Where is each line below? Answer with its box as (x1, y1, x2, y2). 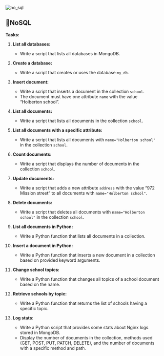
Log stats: (12, 315, 34, 321)
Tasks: (5, 32, 20, 38)
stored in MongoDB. (20, 330, 61, 335)
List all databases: (12, 41, 51, 47)
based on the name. (20, 281, 61, 287)
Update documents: (12, 175, 54, 181)
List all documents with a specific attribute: (12, 127, 102, 133)
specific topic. (20, 305, 49, 311)
